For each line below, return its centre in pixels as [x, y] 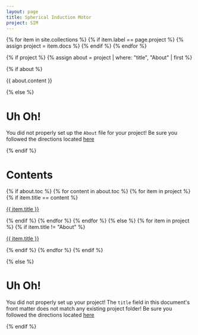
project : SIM [22, 23]
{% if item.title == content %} [42, 198]
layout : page [22, 12]
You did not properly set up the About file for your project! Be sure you [92, 133]
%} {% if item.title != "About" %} [46, 227]
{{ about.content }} [29, 80]
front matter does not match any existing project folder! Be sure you [89, 309]
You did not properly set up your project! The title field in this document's [98, 302]
